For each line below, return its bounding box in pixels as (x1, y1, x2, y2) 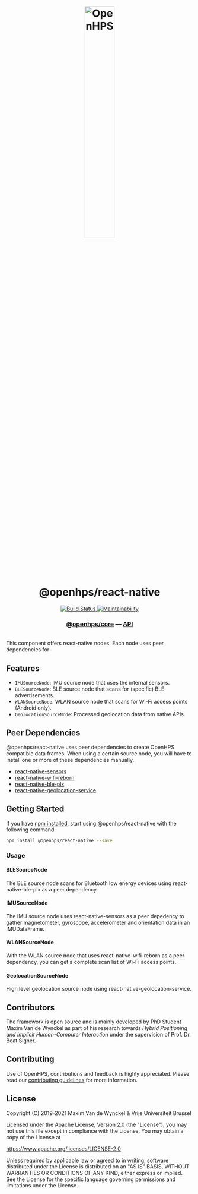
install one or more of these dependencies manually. (6, 756, 135, 763)
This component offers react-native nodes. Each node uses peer (6, 639, 164, 647)
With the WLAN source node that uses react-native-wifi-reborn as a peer (6, 952, 185, 959)
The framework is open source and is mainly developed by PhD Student (6, 1018, 182, 1025)
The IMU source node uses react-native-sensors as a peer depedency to (6, 912, 185, 919)
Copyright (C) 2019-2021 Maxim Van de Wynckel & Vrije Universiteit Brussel (6, 1109, 191, 1117)
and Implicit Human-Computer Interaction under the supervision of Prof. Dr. (6, 1031, 191, 1038)
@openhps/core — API (66, 620, 133, 628)
